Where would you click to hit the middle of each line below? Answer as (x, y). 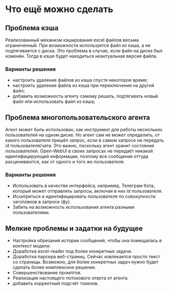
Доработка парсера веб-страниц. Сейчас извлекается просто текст (86, 257)
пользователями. (31, 212)
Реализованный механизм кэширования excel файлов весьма (72, 40)
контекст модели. (32, 246)
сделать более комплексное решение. (54, 267)
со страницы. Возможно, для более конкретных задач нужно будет (86, 262)
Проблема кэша (32, 28)
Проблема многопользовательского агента (78, 117)
